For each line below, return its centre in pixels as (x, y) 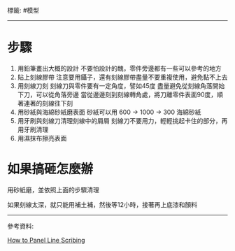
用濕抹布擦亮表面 (42, 138)
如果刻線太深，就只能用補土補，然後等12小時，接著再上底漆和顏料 (102, 204)
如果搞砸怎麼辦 (50, 169)
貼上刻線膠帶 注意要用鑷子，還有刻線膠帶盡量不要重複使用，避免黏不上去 (122, 77)
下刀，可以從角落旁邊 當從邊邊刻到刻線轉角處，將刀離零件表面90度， (117, 94)
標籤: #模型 (23, 10)
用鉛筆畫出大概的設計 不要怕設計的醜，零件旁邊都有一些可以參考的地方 (119, 68)
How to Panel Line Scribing (46, 240)
